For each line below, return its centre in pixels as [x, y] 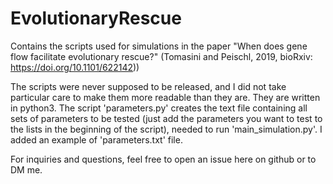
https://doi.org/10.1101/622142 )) [75, 67]
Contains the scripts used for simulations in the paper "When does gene [159, 46]
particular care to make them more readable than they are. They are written [165, 97]
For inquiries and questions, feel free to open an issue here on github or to [163, 159]
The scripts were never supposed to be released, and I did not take [148, 86]
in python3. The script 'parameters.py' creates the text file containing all [159, 108]
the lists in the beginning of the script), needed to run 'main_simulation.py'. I [166, 129]
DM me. [26, 169]
